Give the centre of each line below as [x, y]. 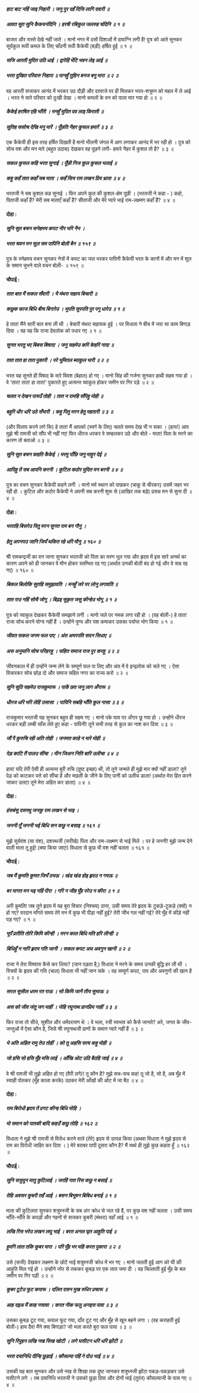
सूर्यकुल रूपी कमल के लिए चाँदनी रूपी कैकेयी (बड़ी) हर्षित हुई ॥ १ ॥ [69, 46]
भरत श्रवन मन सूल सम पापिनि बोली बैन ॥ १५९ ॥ [51, 243]
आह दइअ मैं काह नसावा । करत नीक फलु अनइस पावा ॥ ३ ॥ [62, 1305]
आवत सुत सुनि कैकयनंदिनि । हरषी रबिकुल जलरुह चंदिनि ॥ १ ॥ [65, 24]
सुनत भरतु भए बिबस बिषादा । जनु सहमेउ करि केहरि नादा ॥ [60, 344]
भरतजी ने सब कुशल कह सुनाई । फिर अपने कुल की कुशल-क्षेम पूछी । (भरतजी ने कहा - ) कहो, [95, 194]
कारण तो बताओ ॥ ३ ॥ [28, 440]
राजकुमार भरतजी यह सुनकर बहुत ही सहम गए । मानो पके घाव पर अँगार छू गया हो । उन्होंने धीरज [96, 718]
